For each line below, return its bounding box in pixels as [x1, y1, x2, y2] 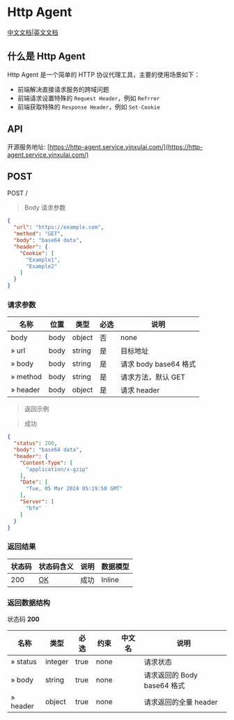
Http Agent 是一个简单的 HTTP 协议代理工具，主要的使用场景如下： [7, 70, 201, 79]
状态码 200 [7, 615, 40, 624]
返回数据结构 [7, 597, 51, 607]
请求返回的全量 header [143, 698, 218, 707]
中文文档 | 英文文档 [7, 28, 58, 36]
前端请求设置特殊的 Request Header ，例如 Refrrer [17, 93, 160, 102]
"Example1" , [25, 256, 61, 263]
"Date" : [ [19, 479, 49, 486]
